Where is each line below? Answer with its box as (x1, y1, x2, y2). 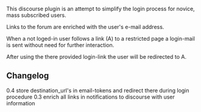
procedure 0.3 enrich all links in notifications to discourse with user (6, 93, 175, 100)
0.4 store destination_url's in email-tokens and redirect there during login (6, 87, 190, 94)
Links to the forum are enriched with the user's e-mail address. (6, 24, 164, 30)
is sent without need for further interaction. (6, 42, 115, 48)
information (6, 99, 35, 107)
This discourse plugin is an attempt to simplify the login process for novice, (6, 5, 195, 12)
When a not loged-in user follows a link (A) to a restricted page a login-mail (6, 35, 195, 42)
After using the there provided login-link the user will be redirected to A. (6, 53, 187, 60)
